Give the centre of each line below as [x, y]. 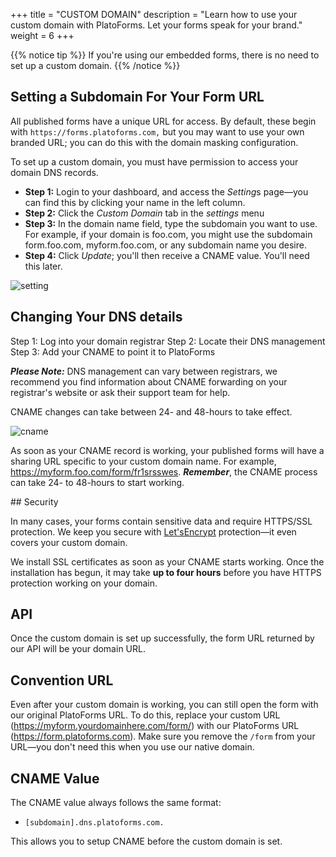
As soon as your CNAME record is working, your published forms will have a [167, 450]
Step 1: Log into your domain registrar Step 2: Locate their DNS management [168, 341]
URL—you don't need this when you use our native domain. [132, 747]
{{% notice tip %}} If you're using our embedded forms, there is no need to [165, 55]
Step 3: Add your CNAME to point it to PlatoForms [113, 351]
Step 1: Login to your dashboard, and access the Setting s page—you [166, 191]
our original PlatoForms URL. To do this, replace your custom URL [145, 715]
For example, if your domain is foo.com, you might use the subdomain [168, 234]
